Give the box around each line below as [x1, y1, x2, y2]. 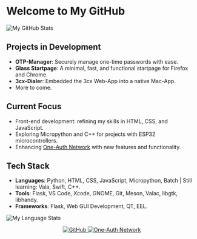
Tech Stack [6, 161, 50, 171]
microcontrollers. [15, 136, 58, 144]
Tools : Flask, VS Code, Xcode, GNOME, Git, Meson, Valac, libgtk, [15, 190, 178, 197]
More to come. [15, 84, 52, 91]
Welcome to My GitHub [6, 4, 125, 18]
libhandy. [15, 196, 38, 204]
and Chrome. [15, 71, 48, 78]
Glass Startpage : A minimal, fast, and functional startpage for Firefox [15, 64, 189, 72]
